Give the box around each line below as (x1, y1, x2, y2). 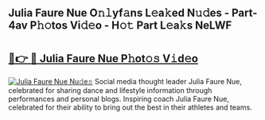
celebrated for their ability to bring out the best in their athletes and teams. (8, 103, 252, 112)
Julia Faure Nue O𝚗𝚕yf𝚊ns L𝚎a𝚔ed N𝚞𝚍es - (8, 6, 230, 20)
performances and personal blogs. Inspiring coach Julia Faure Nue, (8, 95, 229, 103)
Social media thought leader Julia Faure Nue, (94, 77, 243, 86)
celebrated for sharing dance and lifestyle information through (8, 86, 212, 95)
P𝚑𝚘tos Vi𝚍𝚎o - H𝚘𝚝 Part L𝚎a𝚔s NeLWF (29, 19, 232, 33)
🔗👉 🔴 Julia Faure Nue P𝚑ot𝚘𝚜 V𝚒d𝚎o (8, 52, 199, 65)
